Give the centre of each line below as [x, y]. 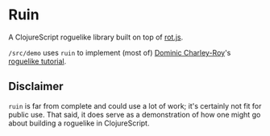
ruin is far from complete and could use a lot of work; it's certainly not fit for [135, 105]
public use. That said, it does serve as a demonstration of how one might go [135, 114]
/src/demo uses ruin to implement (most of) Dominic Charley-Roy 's [120, 52]
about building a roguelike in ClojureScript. [79, 123]
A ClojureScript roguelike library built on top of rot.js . [96, 37]
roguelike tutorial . [37, 61]
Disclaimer [36, 87]
